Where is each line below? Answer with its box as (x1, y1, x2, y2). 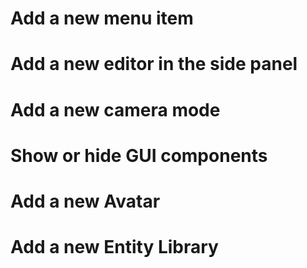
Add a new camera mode (10, 98, 221, 121)
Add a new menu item (10, 7, 194, 30)
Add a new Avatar (10, 190, 161, 212)
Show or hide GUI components (10, 144, 268, 167)
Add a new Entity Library (10, 236, 219, 259)
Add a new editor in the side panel (10, 53, 298, 76)
